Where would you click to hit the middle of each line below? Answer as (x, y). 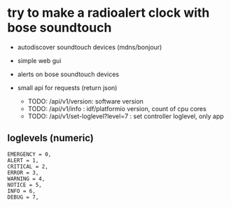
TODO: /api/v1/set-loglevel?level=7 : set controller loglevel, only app (126, 116)
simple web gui (39, 60)
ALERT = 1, (23, 160)
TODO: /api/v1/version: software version (85, 101)
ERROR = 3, (23, 173)
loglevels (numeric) (51, 138)
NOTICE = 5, (24, 185)
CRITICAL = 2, (28, 166)
